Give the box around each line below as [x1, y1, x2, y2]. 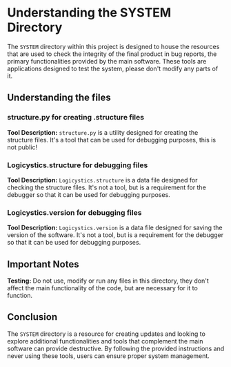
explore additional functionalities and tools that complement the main [7, 337, 203, 345]
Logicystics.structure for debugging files [7, 160, 148, 170]
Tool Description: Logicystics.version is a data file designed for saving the [7, 223, 223, 232]
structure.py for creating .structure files [7, 113, 145, 122]
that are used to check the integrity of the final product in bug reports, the [7, 50, 217, 58]
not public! [7, 143, 38, 151]
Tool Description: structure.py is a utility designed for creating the [7, 128, 199, 136]
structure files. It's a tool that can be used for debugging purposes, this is [7, 135, 216, 144]
